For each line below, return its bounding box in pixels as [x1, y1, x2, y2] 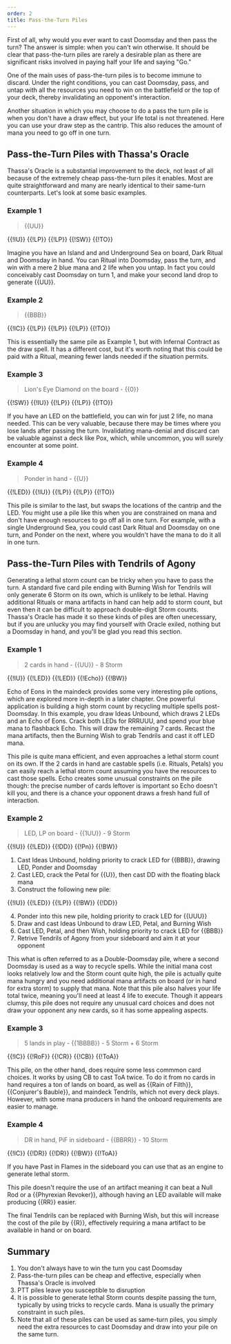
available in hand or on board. [7, 1226, 92, 1234]
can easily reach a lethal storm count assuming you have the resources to [7, 766, 217, 775]
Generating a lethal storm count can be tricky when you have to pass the [7, 576, 214, 585]
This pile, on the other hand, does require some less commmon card [7, 1066, 201, 1075]
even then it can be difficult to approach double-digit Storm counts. [7, 605, 199, 614]
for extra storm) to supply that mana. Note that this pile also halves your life [7, 984, 221, 992]
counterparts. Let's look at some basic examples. [7, 189, 147, 197]
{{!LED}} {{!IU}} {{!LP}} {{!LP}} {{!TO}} [7, 488, 115, 496]
